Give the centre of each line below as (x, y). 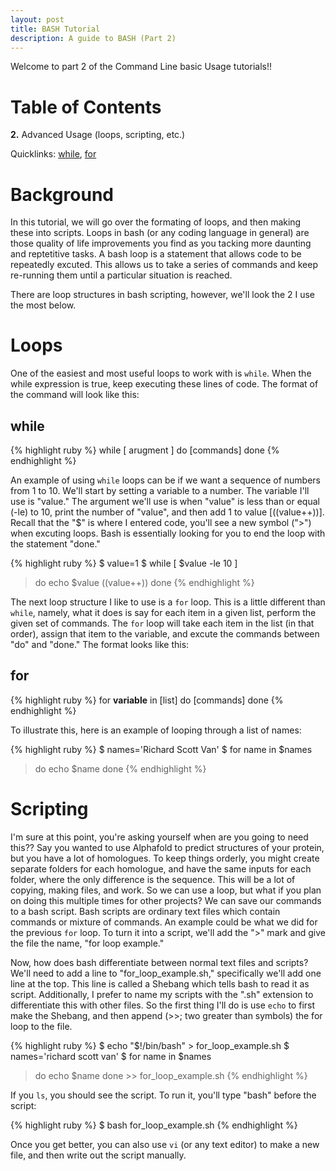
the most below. (43, 305)
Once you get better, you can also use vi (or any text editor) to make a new (165, 1144)
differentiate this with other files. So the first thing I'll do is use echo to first (163, 1005)
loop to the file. (41, 1026)
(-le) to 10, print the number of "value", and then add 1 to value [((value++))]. (167, 512)
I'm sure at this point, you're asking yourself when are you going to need (159, 837)
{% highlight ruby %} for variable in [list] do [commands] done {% (147, 700)
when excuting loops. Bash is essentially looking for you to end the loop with (168, 533)
